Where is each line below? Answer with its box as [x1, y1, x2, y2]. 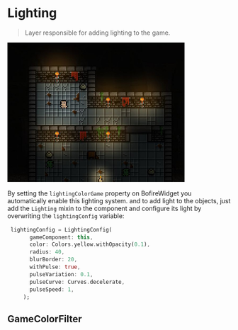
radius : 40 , [29, 249, 65, 256]
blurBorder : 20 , [29, 256, 78, 263]
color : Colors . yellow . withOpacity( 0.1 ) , [29, 241, 151, 249]
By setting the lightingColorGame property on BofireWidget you [7, 189, 192, 198]
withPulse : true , [29, 263, 81, 271]
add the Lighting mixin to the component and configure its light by [7, 204, 202, 212]
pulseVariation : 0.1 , [29, 271, 93, 278]
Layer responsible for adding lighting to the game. [24, 28, 171, 37]
